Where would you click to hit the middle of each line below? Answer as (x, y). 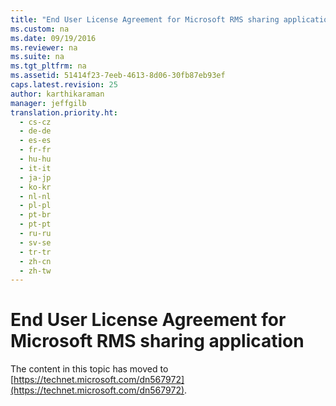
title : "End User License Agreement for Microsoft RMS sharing (145, 19)
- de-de (35, 131)
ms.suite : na (37, 57)
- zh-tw (35, 271)
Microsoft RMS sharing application (157, 341)
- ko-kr (35, 187)
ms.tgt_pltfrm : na (48, 66)
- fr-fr (35, 150)
